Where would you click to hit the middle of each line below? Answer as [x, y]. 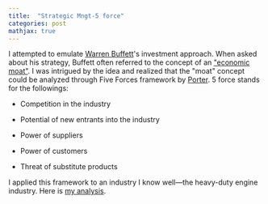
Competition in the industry [65, 104]
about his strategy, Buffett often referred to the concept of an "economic [129, 62]
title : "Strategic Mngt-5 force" [67, 16]
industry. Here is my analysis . [57, 191]
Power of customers [54, 151]
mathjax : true [32, 31]
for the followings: [38, 88]
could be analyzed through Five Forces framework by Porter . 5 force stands [134, 80]
